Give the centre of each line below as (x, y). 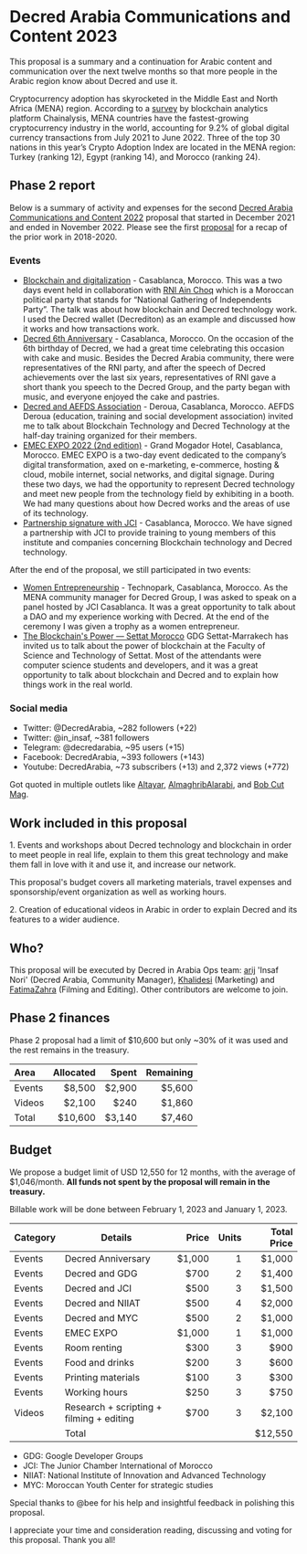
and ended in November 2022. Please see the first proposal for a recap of (148, 227)
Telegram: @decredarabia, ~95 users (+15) (104, 747)
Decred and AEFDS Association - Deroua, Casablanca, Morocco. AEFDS (159, 407)
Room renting (94, 1348)
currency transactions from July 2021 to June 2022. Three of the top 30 (145, 137)
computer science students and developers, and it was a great (140, 665)
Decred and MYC (101, 1317)
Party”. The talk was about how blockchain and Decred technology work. (160, 310)
